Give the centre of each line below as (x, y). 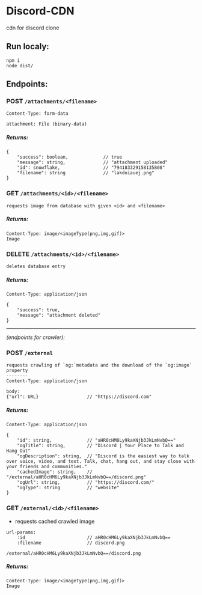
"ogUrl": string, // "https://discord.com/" (86, 483)
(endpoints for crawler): (35, 337)
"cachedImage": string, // (55, 472)
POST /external (29, 353)
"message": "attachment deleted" (59, 315)
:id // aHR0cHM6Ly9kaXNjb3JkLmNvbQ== (94, 537)
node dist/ (20, 66)
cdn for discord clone (33, 28)
